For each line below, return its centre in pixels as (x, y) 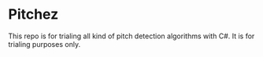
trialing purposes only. (44, 44)
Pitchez (33, 14)
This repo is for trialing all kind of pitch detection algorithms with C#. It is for (131, 36)
